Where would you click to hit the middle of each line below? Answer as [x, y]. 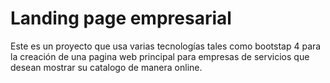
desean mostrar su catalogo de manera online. [106, 67]
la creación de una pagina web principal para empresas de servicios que [160, 56]
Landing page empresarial [121, 18]
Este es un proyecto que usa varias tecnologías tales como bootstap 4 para [166, 46]
